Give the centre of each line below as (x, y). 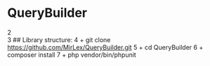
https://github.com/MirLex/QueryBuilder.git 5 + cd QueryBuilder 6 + (105, 47)
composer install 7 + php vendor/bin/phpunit (72, 55)
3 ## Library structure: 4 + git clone (59, 39)
